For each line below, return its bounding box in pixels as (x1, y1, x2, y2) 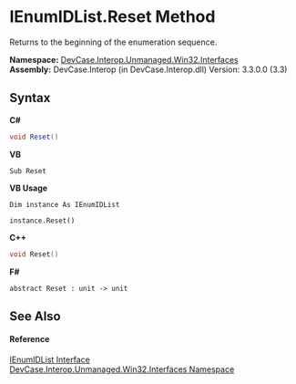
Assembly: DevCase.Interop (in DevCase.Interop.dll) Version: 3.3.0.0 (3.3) (9, 64, 288, 75)
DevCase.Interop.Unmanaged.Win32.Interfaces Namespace (9, 364, 235, 375)
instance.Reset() (9, 216, 76, 225)
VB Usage (9, 182, 48, 193)
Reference (9, 334, 50, 345)
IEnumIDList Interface (9, 354, 91, 366)
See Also (9, 308, 61, 324)
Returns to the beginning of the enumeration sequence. (9, 36, 218, 47)
